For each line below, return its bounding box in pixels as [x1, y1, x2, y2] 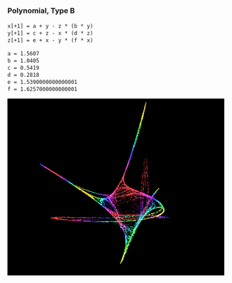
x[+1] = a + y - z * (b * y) [7, 23, 94, 30]
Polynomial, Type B [7, 6, 75, 16]
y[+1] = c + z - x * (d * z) [7, 30, 94, 37]
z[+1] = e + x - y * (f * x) [7, 37, 94, 44]
